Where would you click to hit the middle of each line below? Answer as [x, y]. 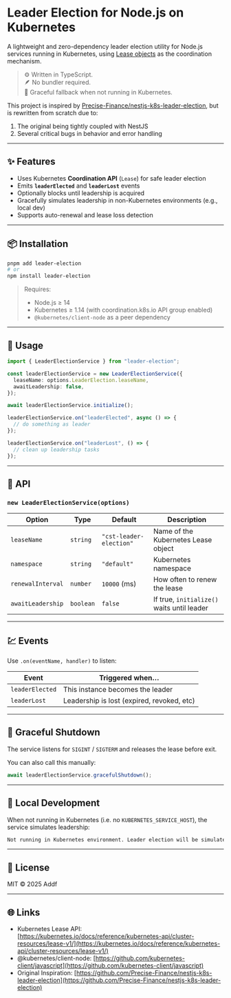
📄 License [29, 867]
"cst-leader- [123, 537]
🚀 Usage [25, 345]
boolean [82, 604]
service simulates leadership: [49, 827]
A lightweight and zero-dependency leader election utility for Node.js [105, 46]
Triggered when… [129, 678]
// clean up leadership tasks [56, 450]
